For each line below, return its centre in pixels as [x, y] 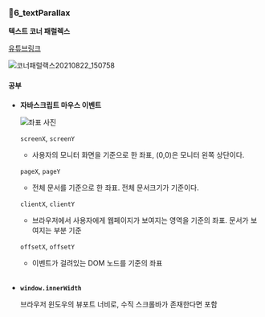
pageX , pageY [40, 171]
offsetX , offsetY [47, 246]
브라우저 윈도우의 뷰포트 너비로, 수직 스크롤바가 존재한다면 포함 [119, 304]
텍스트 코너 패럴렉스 [39, 31]
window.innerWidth [51, 288]
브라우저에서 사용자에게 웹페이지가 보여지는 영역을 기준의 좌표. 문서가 [140, 220]
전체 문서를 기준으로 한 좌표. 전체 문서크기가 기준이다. [115, 187]
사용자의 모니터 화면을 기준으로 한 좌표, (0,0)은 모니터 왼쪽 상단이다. [138, 154]
